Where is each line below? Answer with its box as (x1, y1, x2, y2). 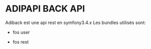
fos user (12, 29, 30, 35)
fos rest (12, 38, 29, 45)
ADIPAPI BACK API (5, 3, 85, 14)
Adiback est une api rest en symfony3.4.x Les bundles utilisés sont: (5, 19, 146, 25)
